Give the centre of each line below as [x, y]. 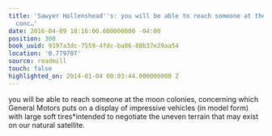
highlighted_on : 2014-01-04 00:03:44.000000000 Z [94, 76]
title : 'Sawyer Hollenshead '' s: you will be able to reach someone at [130, 16]
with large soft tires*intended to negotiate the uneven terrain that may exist [134, 116]
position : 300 [32, 38]
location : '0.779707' [45, 53]
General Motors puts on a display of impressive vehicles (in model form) [129, 108]
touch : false [30, 69]
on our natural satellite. [47, 125]
